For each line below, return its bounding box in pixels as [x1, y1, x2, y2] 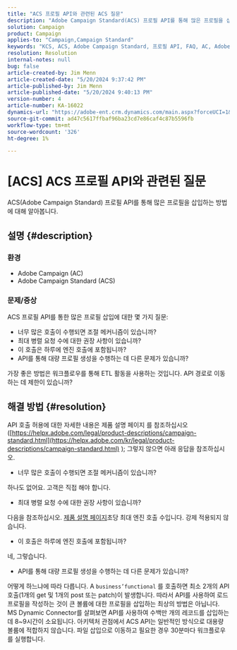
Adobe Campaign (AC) [17, 269, 83, 277]
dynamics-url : [7, 109, 49, 116]
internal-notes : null [7, 56, 71, 63]
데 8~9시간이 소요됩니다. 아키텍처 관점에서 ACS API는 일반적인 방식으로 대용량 [7, 617, 224, 625]
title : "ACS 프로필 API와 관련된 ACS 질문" [7, 10, 124, 18]
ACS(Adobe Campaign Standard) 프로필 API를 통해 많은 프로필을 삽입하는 [7, 198, 214, 207]
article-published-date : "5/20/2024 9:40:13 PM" [7, 89, 153, 96]
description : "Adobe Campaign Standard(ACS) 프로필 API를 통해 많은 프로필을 [7, 17, 224, 24]
